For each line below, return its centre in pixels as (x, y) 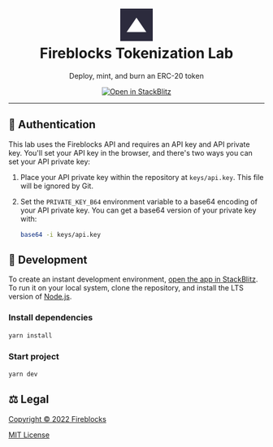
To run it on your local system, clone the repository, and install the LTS (126, 288)
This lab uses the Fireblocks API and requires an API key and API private (129, 144)
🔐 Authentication (52, 125)
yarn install (30, 335)
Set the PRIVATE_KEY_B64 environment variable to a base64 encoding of (139, 201)
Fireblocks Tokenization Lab (136, 54)
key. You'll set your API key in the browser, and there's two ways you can (131, 153)
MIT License (29, 435)
